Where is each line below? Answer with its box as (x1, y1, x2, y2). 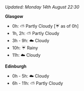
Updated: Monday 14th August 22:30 (5, 4, 80, 10)
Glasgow (5, 14, 23, 19)
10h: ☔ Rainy (12, 45, 38, 50)
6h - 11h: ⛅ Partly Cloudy (12, 80, 63, 86)
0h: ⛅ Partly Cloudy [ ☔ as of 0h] (12, 23, 79, 29)
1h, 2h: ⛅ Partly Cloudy (12, 30, 60, 36)
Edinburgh (5, 63, 27, 69)
